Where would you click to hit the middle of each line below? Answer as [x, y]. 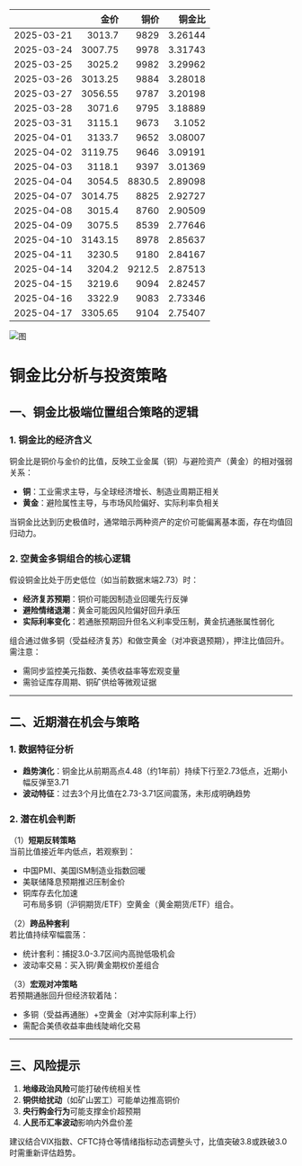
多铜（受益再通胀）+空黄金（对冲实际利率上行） [112, 1015]
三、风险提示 [45, 1065]
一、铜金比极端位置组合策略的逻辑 [104, 412]
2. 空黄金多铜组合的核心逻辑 [70, 559]
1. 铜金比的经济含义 [51, 440]
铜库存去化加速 [50, 893]
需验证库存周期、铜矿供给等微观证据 [89, 682]
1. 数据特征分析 [42, 749]
